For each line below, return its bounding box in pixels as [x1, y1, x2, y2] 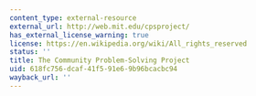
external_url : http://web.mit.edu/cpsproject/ [9, 22, 190, 31]
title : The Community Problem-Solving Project [9, 56, 190, 65]
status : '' [9, 48, 51, 57]
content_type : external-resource [9, 13, 137, 23]
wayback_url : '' [9, 73, 71, 82]
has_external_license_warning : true [9, 30, 149, 39]
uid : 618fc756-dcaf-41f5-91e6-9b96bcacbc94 [9, 65, 178, 74]
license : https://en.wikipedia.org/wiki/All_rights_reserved [9, 38, 248, 48]
